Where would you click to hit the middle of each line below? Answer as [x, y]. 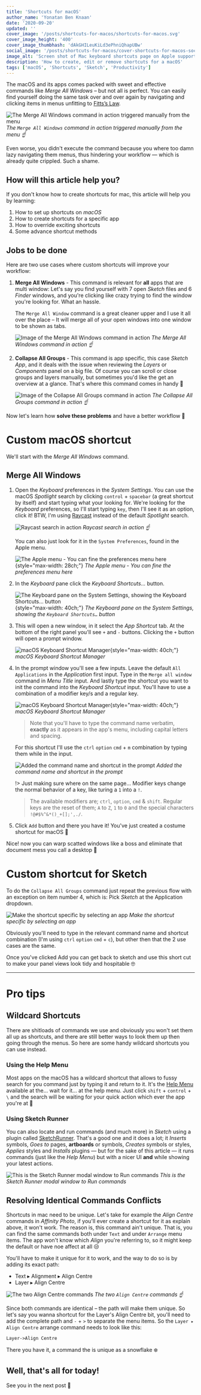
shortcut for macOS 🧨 [42, 832]
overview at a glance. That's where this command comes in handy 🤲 [99, 383]
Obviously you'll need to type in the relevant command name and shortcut [98, 933]
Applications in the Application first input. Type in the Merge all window [103, 674]
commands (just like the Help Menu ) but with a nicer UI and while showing [98, 1157]
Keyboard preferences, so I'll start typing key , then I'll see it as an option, [104, 509]
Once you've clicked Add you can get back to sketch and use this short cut [99, 957]
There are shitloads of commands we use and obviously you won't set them [100, 1030]
